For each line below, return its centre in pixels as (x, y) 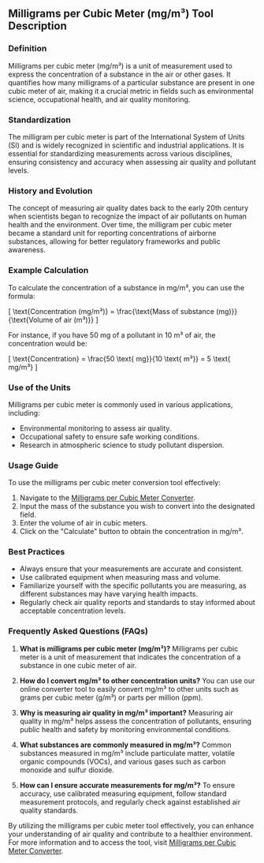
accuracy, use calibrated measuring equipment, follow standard (123, 794)
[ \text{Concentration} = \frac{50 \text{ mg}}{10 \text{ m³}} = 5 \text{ (119, 358)
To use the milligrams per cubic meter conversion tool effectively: (114, 483)
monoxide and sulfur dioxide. (67, 770)
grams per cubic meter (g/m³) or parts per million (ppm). (111, 697)
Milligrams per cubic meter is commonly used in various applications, (121, 404)
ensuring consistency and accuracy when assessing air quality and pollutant (132, 162)
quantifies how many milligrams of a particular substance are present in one (132, 82)
